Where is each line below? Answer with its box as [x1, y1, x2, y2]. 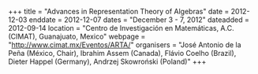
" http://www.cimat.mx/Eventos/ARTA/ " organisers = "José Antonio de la [8, 40, 242, 50]
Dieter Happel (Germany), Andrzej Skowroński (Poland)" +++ [8, 57, 207, 66]
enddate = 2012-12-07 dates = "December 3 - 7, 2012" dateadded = [28, 15, 250, 24]
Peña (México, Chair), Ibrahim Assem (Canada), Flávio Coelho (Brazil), [8, 49, 237, 57]
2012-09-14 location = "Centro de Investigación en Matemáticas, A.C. [8, 24, 234, 32]
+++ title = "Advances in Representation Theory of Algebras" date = [8, 7, 230, 16]
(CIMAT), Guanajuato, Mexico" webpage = [8, 31, 146, 41]
